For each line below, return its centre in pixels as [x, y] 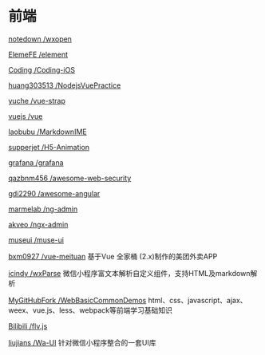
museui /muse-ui [36, 239]
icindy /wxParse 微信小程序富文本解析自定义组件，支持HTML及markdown [129, 273]
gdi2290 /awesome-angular [54, 193]
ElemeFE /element [38, 54]
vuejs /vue [26, 116]
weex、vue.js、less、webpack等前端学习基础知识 [91, 310]
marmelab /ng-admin [43, 209]
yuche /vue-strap [37, 101]
